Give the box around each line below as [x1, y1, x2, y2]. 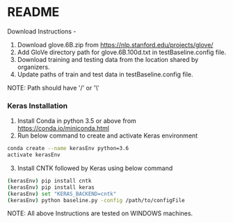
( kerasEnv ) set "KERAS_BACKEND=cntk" [7, 190, 117, 197]
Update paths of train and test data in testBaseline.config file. [17, 70, 193, 79]
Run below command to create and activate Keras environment [17, 131, 198, 140]
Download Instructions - [7, 27, 77, 35]
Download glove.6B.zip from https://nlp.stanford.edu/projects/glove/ [17, 40, 214, 49]
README [7, 4, 60, 20]
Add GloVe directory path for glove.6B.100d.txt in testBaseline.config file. [17, 48, 227, 56]
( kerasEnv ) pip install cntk [7, 177, 92, 184]
